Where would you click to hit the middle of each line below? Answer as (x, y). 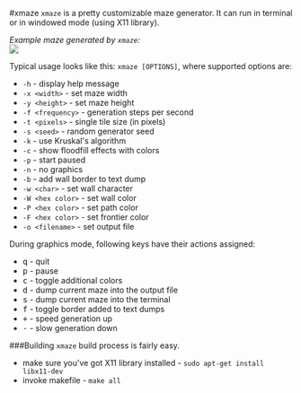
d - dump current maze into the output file (100, 290)
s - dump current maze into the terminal (96, 299)
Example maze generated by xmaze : (75, 40)
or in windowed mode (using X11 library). (84, 22)
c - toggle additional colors (72, 280)
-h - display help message (71, 83)
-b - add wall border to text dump (84, 179)
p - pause (40, 271)
